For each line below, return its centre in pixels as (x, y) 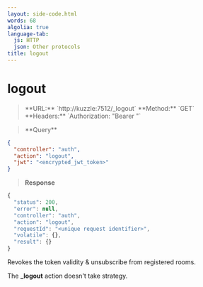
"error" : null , (36, 209)
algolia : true (28, 27)
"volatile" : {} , (37, 235)
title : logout (28, 54)
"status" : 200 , (36, 202)
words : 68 (22, 21)
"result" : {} (33, 242)
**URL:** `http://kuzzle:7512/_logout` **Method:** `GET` (109, 108)
